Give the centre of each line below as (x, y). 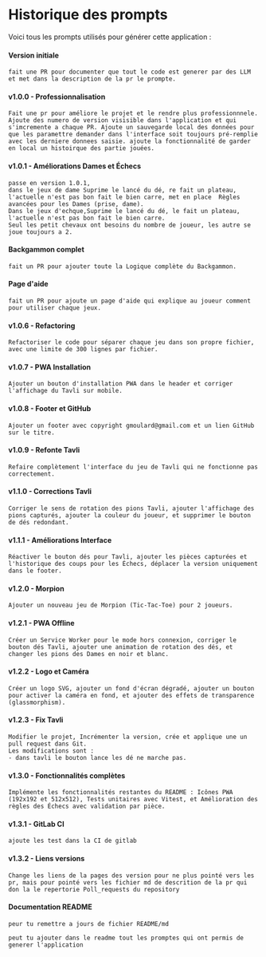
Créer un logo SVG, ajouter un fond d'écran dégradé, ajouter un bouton (131, 688)
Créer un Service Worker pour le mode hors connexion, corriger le (123, 640)
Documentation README (51, 907)
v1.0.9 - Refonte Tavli (44, 450)
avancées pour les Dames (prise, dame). (76, 204)
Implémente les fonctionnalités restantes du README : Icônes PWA (121, 793)
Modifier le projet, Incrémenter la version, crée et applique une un (128, 737)
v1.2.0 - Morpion (37, 588)
